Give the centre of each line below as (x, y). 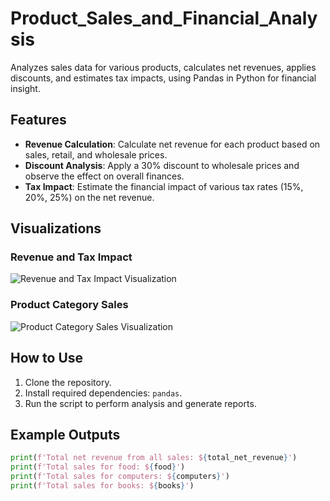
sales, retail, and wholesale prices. (96, 154)
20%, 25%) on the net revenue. (89, 197)
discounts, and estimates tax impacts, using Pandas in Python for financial (163, 78)
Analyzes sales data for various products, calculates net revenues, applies (163, 67)
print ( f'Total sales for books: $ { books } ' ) (102, 485)
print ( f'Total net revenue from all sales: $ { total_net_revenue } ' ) (154, 458)
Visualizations (56, 228)
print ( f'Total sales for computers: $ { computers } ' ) (120, 477)
